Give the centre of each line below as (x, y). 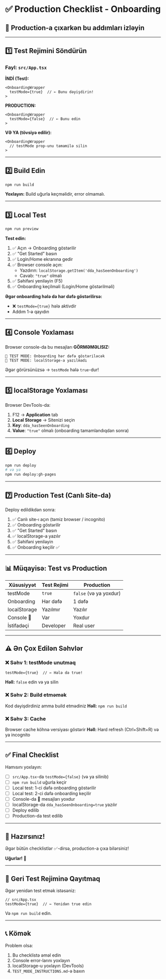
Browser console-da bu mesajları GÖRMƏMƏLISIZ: (57, 347)
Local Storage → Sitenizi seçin (43, 420)
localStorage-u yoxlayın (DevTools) (48, 966)
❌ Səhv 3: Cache (25, 719)
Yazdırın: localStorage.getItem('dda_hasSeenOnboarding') (79, 270)
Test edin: (16, 238)
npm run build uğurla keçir (39, 782)
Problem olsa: (19, 945)
